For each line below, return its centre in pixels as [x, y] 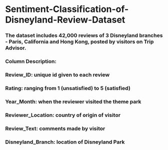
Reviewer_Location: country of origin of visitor [63, 115]
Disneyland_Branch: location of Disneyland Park [65, 142]
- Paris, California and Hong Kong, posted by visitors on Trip [79, 42]
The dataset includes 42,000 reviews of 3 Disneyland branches [84, 35]
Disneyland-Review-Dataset [65, 20]
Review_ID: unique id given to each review [57, 74]
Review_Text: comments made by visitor [55, 128]
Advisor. [16, 48]
